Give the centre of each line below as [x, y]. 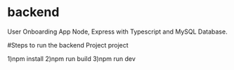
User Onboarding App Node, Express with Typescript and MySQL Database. [117, 31]
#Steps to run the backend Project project [68, 45]
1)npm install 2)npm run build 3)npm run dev [71, 58]
